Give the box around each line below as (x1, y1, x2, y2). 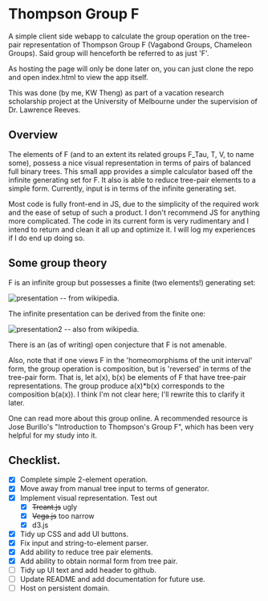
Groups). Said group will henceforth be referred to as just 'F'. (8, 48, 209, 58)
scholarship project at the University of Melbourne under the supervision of (8, 96, 258, 106)
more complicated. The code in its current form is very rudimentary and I (8, 216, 249, 225)
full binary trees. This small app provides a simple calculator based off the (8, 166, 253, 176)
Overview (8, 128, 59, 142)
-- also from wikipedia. (63, 324, 140, 333)
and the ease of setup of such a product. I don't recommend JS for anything (8, 208, 261, 217)
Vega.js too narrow (31, 510, 95, 521)
